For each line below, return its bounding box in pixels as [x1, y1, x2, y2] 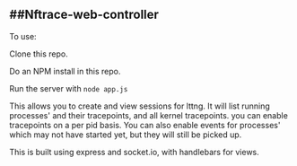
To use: [9, 31, 38, 41]
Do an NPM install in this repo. [9, 66, 121, 76]
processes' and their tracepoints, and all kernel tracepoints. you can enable [9, 109, 289, 120]
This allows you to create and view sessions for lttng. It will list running [9, 100, 271, 111]
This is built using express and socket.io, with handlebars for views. [9, 146, 260, 157]
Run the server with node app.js [9, 83, 128, 93]
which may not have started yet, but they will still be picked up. [9, 129, 242, 140]
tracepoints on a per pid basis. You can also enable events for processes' [9, 119, 281, 130]
